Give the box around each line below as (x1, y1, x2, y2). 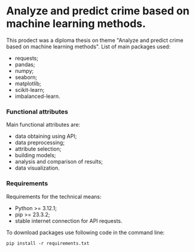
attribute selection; (14, 145, 62, 153)
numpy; (14, 67, 34, 74)
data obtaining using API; (14, 133, 77, 140)
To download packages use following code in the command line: (6, 229, 165, 236)
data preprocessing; (14, 139, 65, 146)
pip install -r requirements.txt (6, 240, 90, 246)
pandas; (14, 61, 35, 68)
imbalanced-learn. (14, 93, 61, 100)
